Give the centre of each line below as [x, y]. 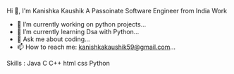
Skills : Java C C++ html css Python [58, 63]
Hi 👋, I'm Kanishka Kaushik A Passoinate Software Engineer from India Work [117, 11]
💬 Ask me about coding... [53, 39]
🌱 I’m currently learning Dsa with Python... [78, 32]
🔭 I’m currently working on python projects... [81, 24]
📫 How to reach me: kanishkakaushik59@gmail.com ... [96, 47]
